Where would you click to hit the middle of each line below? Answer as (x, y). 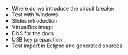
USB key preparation (37, 39)
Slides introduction (35, 21)
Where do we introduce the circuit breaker (63, 8)
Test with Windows (35, 15)
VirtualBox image (32, 27)
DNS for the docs (33, 33)
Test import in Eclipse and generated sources (67, 46)
